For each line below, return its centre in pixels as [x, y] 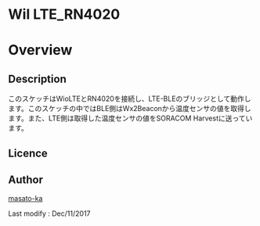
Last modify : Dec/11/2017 [49, 213]
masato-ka [25, 199]
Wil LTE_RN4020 [64, 14]
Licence [28, 153]
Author [25, 179]
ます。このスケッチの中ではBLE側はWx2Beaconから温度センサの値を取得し [130, 109]
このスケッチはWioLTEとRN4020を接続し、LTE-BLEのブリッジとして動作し [130, 99]
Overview [40, 50]
